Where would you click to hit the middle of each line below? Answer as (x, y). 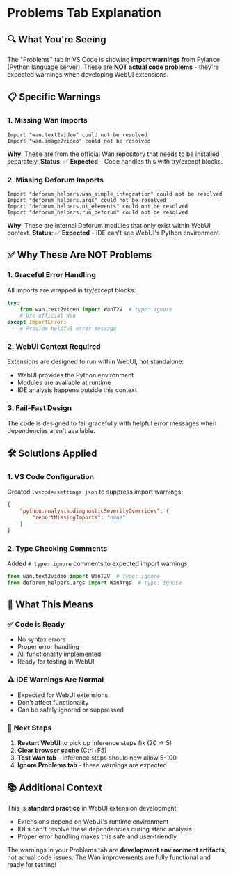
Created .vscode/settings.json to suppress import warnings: (95, 492)
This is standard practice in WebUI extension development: (93, 808)
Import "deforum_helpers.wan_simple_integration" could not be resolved (115, 194)
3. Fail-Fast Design (39, 408)
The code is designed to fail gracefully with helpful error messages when (112, 423)
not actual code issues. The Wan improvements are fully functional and (109, 857)
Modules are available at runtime (64, 383)
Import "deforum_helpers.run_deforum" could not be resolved (98, 212)
